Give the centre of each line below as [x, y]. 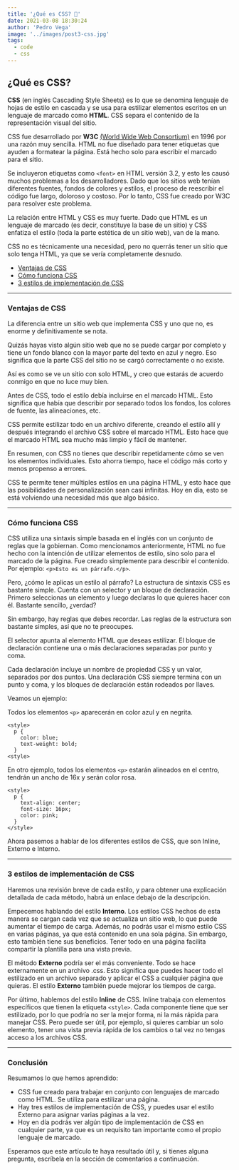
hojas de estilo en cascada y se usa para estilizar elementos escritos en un [117, 107]
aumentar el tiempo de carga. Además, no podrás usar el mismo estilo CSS [117, 926]
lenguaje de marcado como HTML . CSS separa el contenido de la [103, 115]
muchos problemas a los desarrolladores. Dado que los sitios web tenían [114, 181]
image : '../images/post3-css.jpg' [59, 34]
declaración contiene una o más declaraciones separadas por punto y [110, 648]
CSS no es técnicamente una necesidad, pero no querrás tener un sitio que [117, 246]
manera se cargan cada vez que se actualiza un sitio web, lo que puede [112, 919]
